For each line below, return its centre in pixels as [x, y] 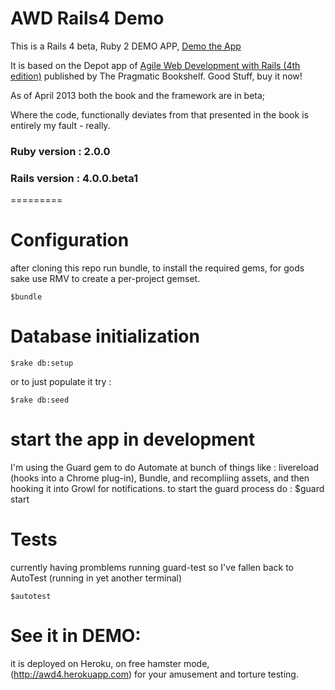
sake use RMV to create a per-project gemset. [105, 279]
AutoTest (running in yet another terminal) [96, 578]
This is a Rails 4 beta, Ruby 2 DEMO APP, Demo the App [126, 46]
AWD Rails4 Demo [87, 18]
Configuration [70, 240]
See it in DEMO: [76, 636]
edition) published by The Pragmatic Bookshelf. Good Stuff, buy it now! [156, 76]
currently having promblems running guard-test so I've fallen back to [152, 567]
